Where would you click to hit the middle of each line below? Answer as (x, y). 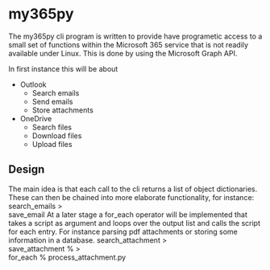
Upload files (52, 144)
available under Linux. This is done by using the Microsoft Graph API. (123, 53)
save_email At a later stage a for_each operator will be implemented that (128, 215)
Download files (57, 135)
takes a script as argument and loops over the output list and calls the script (134, 223)
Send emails (52, 101)
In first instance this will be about (63, 68)
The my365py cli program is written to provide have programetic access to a (135, 36)
